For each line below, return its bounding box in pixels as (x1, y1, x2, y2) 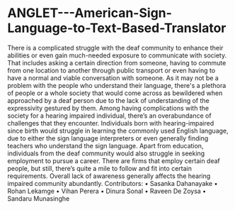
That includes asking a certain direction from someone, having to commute (7, 58, 227, 67)
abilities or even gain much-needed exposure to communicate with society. (7, 51, 227, 60)
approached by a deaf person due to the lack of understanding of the (7, 96, 210, 104)
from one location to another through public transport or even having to (7, 66, 216, 74)
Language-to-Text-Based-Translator (7, 20, 227, 36)
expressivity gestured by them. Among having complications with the (7, 104, 210, 112)
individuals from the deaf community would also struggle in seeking (7, 149, 205, 157)
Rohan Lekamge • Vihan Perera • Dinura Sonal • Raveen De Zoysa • (7, 187, 207, 195)
